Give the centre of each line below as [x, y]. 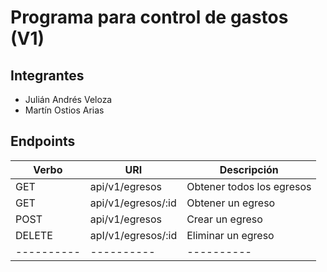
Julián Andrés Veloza [68, 99]
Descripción [249, 169]
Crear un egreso [224, 219]
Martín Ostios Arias [64, 110]
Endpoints [43, 141]
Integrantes [47, 75]
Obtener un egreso [231, 203]
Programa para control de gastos [149, 17]
